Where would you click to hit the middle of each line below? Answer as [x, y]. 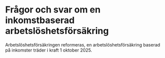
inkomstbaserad [40, 20]
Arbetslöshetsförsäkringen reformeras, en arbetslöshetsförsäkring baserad [83, 44]
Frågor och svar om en [53, 10]
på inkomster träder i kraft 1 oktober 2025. [49, 50]
